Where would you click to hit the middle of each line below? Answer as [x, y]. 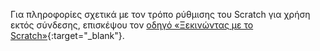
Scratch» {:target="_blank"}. [67, 35]
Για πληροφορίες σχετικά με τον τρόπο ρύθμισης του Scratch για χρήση [160, 14]
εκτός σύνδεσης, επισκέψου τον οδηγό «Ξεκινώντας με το [132, 25]
